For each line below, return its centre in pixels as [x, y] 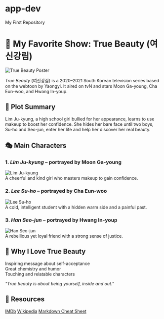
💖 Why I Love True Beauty [45, 251]
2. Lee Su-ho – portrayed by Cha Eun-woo [56, 191]
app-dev [23, 9]
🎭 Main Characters [36, 146]
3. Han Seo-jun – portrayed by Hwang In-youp [61, 220]
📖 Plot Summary [30, 107]
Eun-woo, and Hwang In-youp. [36, 91]
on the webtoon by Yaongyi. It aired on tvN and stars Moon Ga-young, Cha [81, 86]
